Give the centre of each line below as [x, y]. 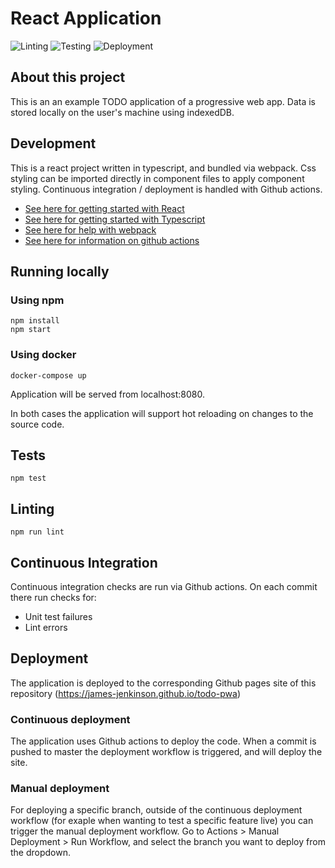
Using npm [37, 300]
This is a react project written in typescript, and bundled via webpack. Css [163, 168]
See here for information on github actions [112, 240]
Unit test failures [58, 616]
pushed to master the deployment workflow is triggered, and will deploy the [166, 752]
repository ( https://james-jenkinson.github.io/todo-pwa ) [126, 693]
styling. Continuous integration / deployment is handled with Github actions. [166, 189]
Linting [32, 508]
